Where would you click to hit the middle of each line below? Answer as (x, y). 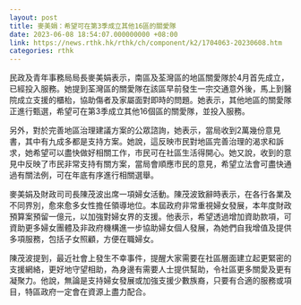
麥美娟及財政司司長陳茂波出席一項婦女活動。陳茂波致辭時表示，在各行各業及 (150, 195)
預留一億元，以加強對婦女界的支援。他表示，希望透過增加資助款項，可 (162, 217)
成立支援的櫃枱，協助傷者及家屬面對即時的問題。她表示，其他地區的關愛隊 (154, 100)
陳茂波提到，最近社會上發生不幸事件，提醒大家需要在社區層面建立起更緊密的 (150, 258)
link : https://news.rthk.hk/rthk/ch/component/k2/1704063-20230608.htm (146, 43)
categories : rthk (42, 51)
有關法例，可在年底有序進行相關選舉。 (87, 175)
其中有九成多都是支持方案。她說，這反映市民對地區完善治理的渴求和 (150, 142)
